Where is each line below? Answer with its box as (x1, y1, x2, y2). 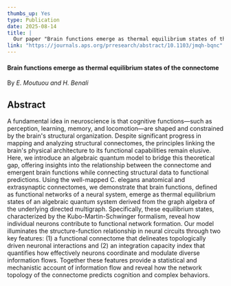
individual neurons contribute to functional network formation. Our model (7, 220, 214, 228)
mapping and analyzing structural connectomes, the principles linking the (7, 139, 215, 147)
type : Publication (7, 17, 60, 23)
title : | (7, 29, 32, 37)
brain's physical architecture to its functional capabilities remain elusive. (7, 146, 212, 155)
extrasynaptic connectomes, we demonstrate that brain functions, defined (7, 183, 218, 192)
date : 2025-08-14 (7, 23, 57, 30)
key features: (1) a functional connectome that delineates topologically (7, 234, 206, 243)
